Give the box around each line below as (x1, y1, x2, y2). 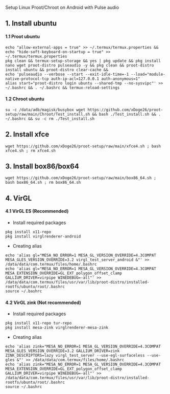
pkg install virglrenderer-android (5, 234, 81, 239)
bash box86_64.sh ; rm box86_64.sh (5, 180, 81, 185)
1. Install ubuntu (5, 19, 57, 28)
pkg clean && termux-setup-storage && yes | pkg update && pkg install (5, 58, 161, 63)
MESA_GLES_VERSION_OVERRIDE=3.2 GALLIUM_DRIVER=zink (5, 348, 120, 354)
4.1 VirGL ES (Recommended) (5, 208, 69, 214)
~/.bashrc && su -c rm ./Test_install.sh (5, 116, 95, 121)
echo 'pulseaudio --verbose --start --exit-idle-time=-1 (5, 72, 129, 77)
